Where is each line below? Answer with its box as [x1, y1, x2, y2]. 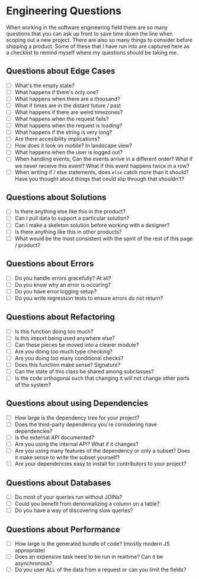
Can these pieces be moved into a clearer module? [14, 341, 139, 348]
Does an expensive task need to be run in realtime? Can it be [14, 553, 163, 561]
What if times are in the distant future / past [14, 102, 121, 109]
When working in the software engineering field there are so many [6, 24, 168, 31]
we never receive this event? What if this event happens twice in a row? [14, 162, 190, 169]
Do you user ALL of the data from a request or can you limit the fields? [14, 566, 187, 573]
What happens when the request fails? [14, 116, 109, 123]
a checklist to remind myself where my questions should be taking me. [6, 49, 179, 56]
